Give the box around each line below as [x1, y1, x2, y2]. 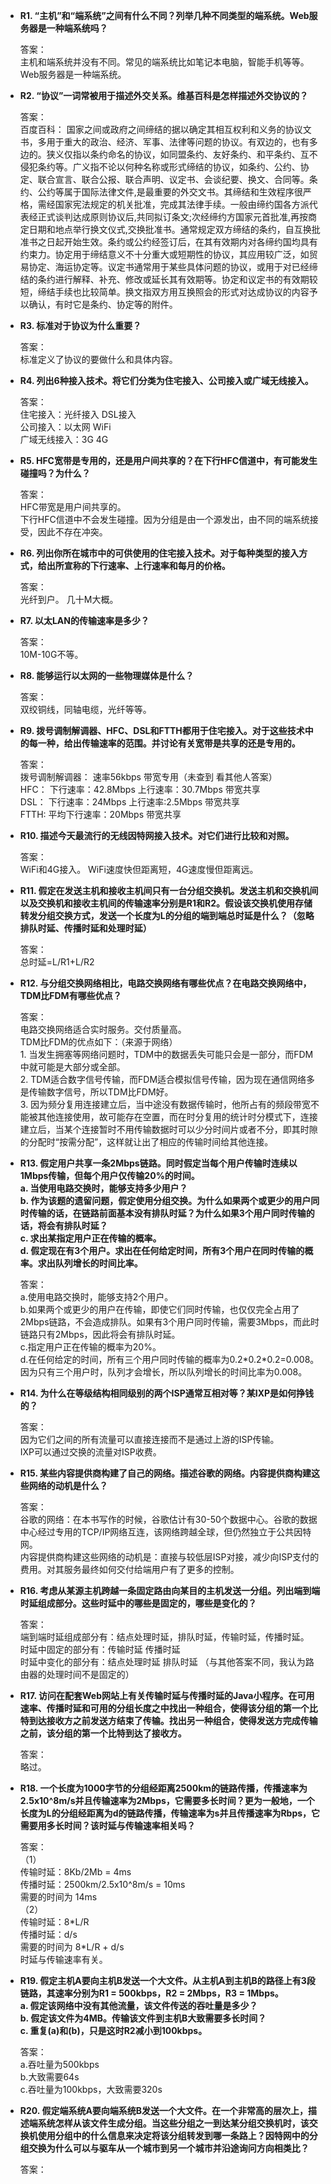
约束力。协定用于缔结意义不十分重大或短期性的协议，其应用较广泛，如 [19, 249, 310, 260]
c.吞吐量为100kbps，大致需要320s [19, 2084, 163, 2095]
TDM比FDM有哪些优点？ [19, 990, 122, 1001]
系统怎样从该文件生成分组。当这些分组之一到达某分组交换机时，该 [37, 2117, 310, 2129]
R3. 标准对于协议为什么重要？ [19, 320, 142, 331]
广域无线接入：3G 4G [19, 434, 109, 445]
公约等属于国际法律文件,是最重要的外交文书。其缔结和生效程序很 [37, 186, 303, 198]
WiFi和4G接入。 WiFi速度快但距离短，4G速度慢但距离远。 [19, 864, 259, 875]
